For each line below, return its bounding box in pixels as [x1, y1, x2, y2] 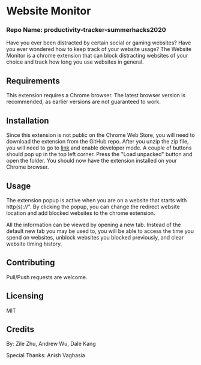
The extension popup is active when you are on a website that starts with [6, 196, 187, 204]
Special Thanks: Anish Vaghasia [6, 352, 85, 359]
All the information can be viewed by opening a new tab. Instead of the [6, 221, 181, 228]
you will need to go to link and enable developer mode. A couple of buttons [6, 144, 192, 151]
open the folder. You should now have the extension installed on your [6, 157, 177, 164]
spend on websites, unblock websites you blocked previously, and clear [6, 234, 184, 241]
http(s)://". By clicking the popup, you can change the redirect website [6, 203, 180, 210]
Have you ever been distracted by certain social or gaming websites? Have [6, 39, 191, 46]
